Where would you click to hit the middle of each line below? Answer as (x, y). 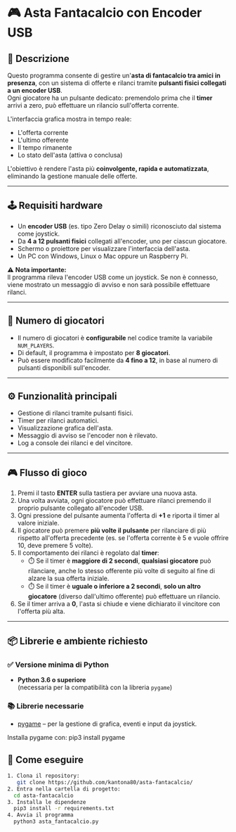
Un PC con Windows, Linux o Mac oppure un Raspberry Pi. (103, 256)
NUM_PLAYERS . (36, 345)
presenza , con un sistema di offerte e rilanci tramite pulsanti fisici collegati (117, 83)
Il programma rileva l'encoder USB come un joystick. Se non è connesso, (113, 277)
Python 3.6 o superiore (52, 679)
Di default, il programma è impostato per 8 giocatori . (94, 352)
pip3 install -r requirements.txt (64, 809)
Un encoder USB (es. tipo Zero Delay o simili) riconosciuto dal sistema (119, 226)
